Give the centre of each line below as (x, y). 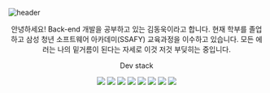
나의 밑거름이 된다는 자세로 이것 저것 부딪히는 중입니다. (144, 49)
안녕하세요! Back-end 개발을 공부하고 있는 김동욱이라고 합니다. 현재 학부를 (129, 29)
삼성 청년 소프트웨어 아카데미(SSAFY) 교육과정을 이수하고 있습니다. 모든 (140, 39)
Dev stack (137, 66)
